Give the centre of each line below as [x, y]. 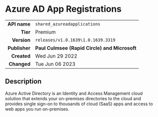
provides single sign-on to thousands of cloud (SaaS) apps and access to [79, 104]
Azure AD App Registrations [63, 9]
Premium [45, 32]
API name [19, 24]
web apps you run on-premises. [37, 109]
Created [21, 56]
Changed [20, 64]
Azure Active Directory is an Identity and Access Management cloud [74, 93]
